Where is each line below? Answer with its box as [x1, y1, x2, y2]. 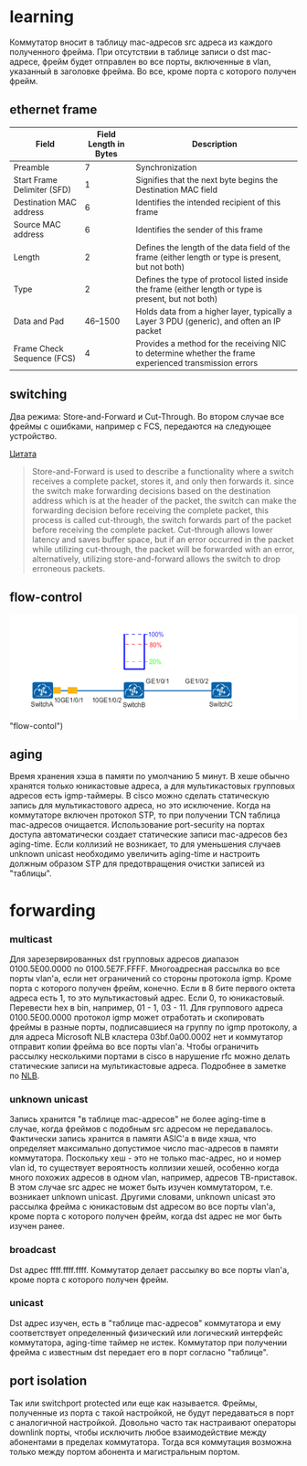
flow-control [9, 589, 82, 605]
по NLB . [9, 1070, 40, 1081]
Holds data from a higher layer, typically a [135, 306, 292, 316]
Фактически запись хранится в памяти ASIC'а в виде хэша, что [9, 1133, 257, 1144]
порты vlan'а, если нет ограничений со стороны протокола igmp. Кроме [9, 972, 292, 984]
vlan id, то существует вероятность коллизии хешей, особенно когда [9, 1162, 280, 1173]
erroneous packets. [31, 562, 106, 573]
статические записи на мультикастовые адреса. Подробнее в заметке [9, 1060, 287, 1071]
